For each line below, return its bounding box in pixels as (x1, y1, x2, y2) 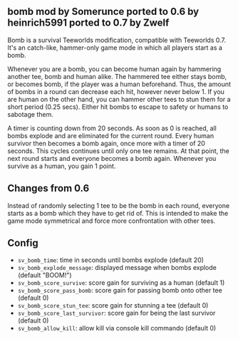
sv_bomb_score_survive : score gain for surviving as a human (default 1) (17, 278, 225, 287)
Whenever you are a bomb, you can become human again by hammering (7, 64, 222, 73)
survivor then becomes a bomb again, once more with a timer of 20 (7, 139, 205, 147)
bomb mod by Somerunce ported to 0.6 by (7, 6, 200, 18)
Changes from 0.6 (7, 182, 90, 194)
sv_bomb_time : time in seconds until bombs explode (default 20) (17, 256, 205, 264)
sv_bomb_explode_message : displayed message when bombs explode (17, 264, 217, 272)
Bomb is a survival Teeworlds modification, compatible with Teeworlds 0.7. (7, 36, 227, 44)
